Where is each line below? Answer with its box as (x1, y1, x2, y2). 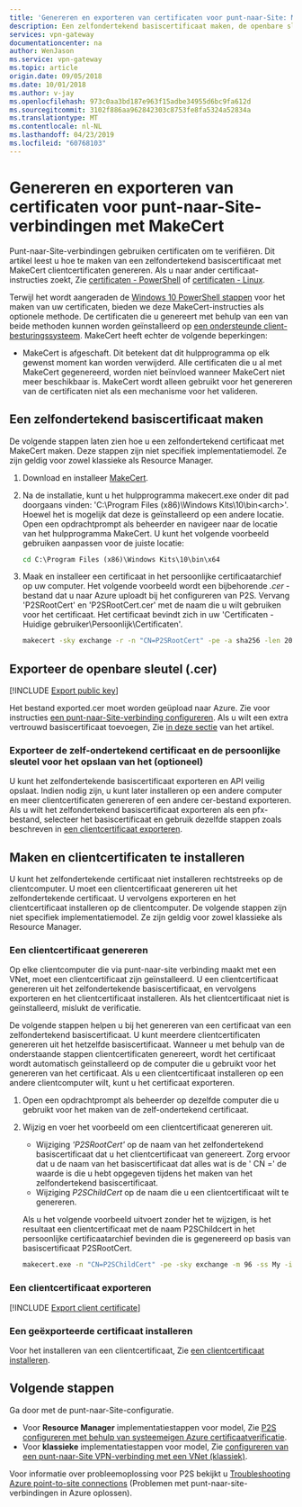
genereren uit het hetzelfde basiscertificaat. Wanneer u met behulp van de (9, 1039, 285, 1050)
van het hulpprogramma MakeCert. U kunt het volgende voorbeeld (22, 528, 270, 538)
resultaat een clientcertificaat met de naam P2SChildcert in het (22, 1223, 255, 1234)
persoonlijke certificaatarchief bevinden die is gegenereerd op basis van (22, 1233, 291, 1244)
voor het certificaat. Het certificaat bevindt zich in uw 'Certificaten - (22, 609, 274, 620)
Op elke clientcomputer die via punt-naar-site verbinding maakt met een (9, 964, 277, 975)
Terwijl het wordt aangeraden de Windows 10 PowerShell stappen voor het (9, 292, 286, 302)
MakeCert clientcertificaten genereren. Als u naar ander (9, 265, 216, 275)
